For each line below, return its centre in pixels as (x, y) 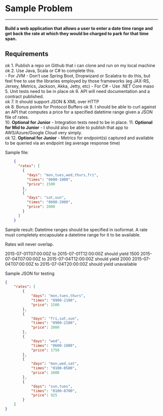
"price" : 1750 (45, 350)
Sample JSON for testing (30, 273)
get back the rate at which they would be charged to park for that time (77, 33)
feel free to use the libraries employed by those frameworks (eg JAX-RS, (78, 81)
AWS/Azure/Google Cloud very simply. (44, 133)
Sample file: (17, 153)
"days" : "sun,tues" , (52, 386)
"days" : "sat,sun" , (46, 198)
